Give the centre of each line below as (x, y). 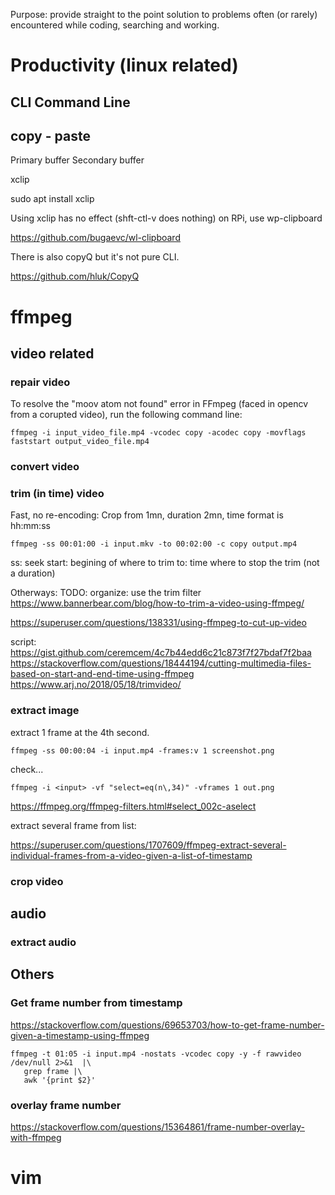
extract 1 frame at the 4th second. (80, 732)
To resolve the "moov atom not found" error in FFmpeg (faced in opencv (159, 404)
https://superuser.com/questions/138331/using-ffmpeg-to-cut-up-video (158, 623)
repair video (40, 382)
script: (23, 642)
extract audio (43, 942)
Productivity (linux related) (124, 65)
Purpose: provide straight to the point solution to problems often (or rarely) (164, 14)
